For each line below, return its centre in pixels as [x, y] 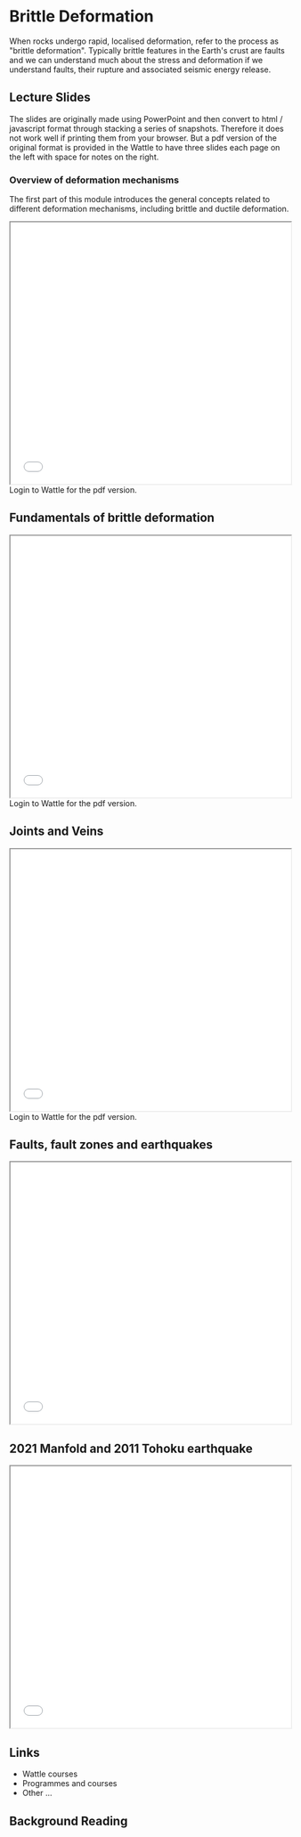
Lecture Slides [50, 98]
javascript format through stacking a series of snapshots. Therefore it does [146, 128]
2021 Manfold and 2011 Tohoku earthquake [131, 1448]
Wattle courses [50, 1774]
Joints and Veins [57, 832]
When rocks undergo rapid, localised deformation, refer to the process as [144, 41]
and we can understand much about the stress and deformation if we [136, 60]
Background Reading [69, 1821]
